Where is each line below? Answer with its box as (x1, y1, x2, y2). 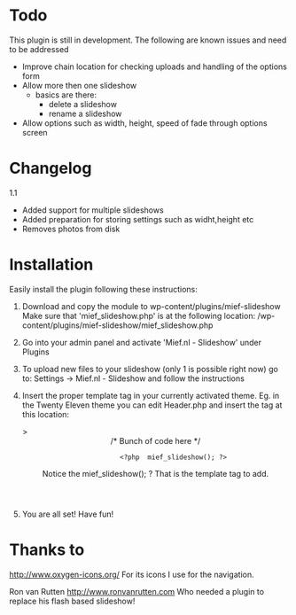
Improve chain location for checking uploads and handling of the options (21, 61, 288, 72)
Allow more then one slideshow (21, 80, 137, 90)
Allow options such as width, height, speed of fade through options (21, 117, 268, 128)
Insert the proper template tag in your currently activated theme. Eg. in (21, 390, 280, 401)
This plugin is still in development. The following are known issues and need (9, 35, 287, 45)
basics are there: (35, 90, 97, 100)
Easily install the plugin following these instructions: (9, 284, 198, 294)
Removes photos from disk (21, 223, 121, 234)
